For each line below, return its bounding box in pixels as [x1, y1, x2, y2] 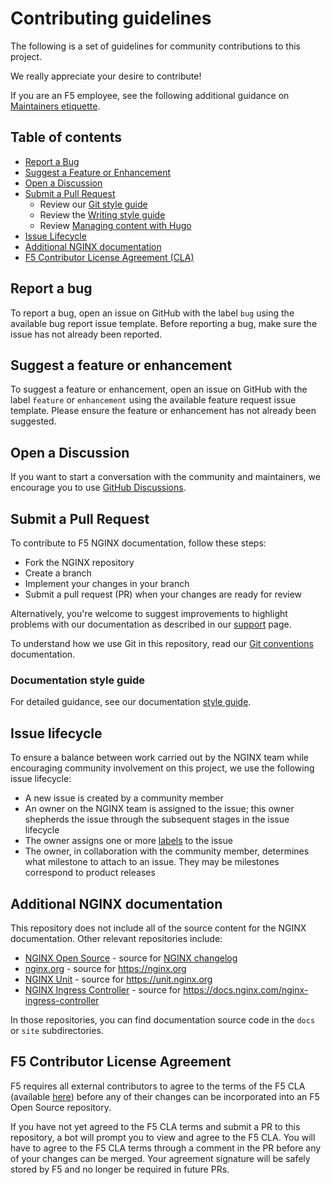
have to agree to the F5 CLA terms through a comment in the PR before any [10, 1142, 322, 1154]
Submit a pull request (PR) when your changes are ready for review [24, 588, 303, 600]
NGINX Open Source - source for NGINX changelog [24, 952, 238, 964]
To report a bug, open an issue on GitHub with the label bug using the [10, 307, 295, 319]
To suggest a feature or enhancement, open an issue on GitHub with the [10, 383, 308, 396]
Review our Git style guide [39, 198, 148, 210]
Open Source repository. [10, 1101, 112, 1113]
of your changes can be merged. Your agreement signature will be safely [10, 1152, 311, 1164]
